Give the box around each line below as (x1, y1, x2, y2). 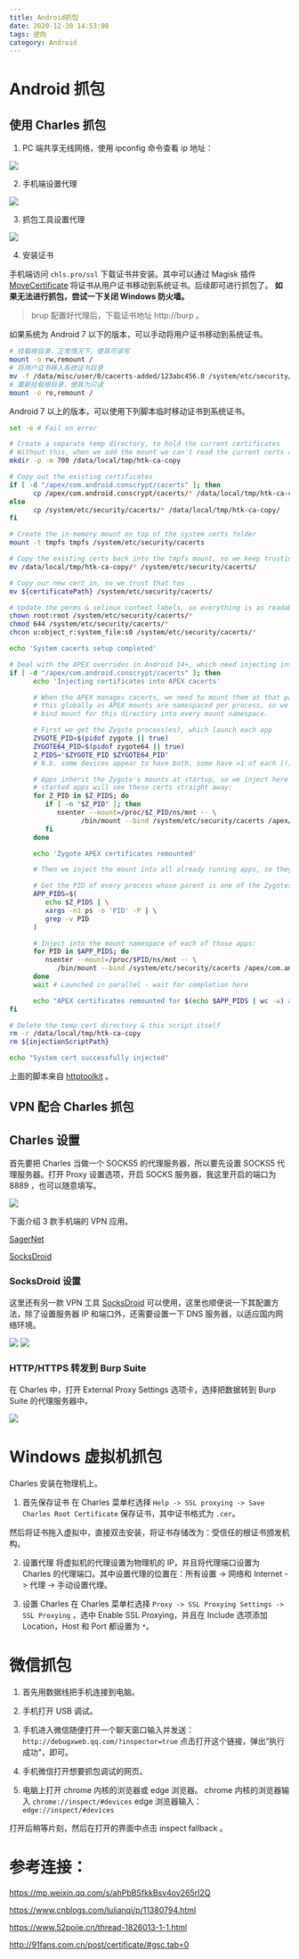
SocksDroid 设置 (9, 1275, 82, 1288)
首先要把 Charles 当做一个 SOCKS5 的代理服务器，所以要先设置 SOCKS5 (9, 1158, 276, 1169)
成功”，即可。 (21, 1747, 73, 1757)
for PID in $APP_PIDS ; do (32, 947, 129, 956)
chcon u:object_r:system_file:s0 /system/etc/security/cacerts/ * (9, 628, 256, 637)
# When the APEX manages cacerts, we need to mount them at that (32, 693, 280, 701)
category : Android (9, 37, 77, 47)
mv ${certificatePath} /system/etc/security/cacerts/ (9, 586, 214, 596)
